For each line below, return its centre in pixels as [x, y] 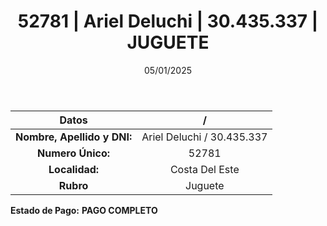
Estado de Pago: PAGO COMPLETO [84, 210]
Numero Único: [74, 153]
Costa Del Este [204, 169]
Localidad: [74, 169]
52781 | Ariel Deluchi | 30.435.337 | [168, 21]
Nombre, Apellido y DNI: [74, 137]
